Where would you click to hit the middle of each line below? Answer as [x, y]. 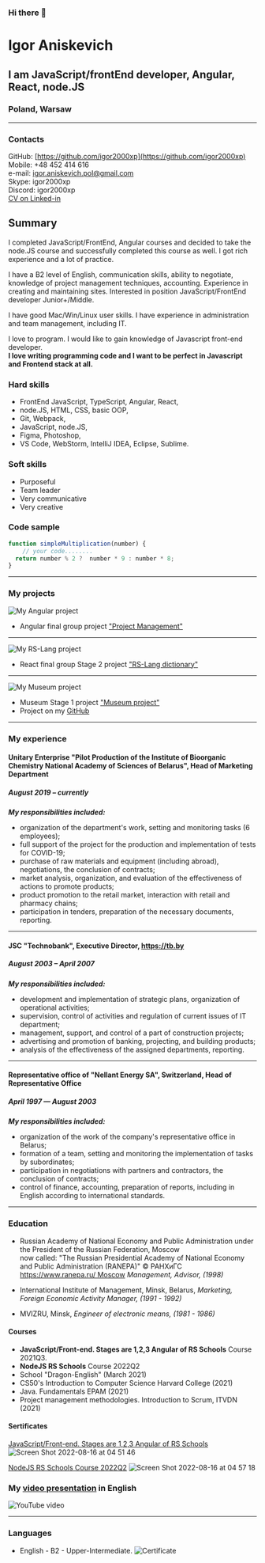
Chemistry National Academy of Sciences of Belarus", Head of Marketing [131, 766]
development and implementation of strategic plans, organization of [130, 999]
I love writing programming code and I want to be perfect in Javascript [125, 355]
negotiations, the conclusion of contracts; [87, 870]
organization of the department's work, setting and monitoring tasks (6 [134, 828]
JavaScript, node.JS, [54, 427]
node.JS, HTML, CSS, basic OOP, [74, 410]
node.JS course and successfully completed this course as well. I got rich [128, 250]
